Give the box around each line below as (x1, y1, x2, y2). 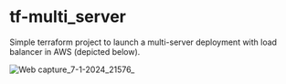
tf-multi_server (9, 6, 126, 27)
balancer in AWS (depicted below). (9, 46, 141, 57)
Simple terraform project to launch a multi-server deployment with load (9, 37, 277, 47)
